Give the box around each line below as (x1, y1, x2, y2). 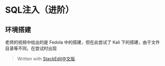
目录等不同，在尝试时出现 (5, 45, 57, 51)
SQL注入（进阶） (5, 4, 74, 16)
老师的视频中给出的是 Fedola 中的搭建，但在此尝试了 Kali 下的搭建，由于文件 (5, 40, 160, 45)
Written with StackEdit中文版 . (17, 56, 77, 62)
